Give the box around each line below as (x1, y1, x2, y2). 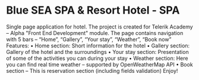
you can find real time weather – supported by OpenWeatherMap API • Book (6, 60, 193, 68)
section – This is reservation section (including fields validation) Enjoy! (6, 67, 178, 74)
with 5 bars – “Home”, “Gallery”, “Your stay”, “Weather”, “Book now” (6, 36, 172, 43)
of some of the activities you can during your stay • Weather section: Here (6, 55, 188, 62)
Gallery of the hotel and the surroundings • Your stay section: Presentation (6, 48, 189, 55)
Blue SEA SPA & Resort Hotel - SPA (6, 4, 180, 17)
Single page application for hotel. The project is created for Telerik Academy (6, 23, 193, 30)
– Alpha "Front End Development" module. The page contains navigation (6, 29, 184, 36)
